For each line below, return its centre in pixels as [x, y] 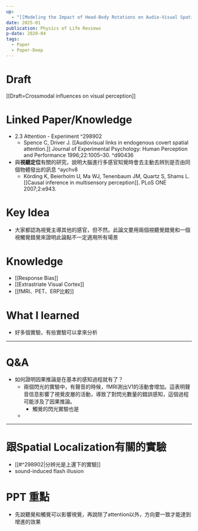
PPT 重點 [28, 497]
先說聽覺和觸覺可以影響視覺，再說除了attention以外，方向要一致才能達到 [103, 514]
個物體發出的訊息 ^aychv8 [46, 169]
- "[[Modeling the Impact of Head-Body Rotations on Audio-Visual [95, 17]
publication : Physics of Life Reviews [54, 28]
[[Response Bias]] [37, 278]
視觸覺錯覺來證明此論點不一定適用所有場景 [66, 237]
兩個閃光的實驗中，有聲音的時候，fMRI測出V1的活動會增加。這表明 [104, 387]
